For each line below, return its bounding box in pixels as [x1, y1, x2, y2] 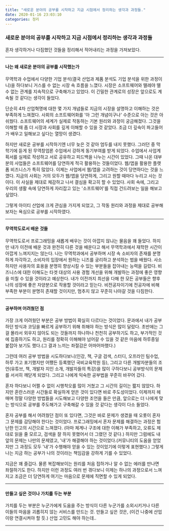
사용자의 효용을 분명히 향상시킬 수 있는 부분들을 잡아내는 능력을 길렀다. [18, 263, 157, 269]
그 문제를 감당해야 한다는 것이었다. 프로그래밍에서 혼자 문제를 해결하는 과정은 [5, 418, 156, 425]
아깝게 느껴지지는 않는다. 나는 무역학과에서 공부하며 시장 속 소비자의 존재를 [5, 250, 152, 256]
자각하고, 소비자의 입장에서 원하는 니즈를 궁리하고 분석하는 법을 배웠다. [14, 257, 153, 263]
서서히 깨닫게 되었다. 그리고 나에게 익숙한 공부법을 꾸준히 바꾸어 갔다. [10, 372, 146, 378]
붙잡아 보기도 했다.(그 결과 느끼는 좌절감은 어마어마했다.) [5, 342, 116, 348]
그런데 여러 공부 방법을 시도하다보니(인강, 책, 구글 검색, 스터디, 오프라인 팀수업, [5, 353, 159, 360]
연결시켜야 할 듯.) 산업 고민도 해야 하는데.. [14, 515, 97, 521]
